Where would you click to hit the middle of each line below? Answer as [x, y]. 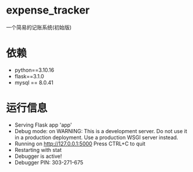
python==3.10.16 [34, 70]
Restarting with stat [38, 150]
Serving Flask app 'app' [43, 125]
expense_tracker [48, 10]
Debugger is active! [38, 156]
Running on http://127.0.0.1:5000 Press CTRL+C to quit [80, 143]
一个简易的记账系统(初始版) [39, 27]
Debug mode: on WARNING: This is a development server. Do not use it [101, 131]
